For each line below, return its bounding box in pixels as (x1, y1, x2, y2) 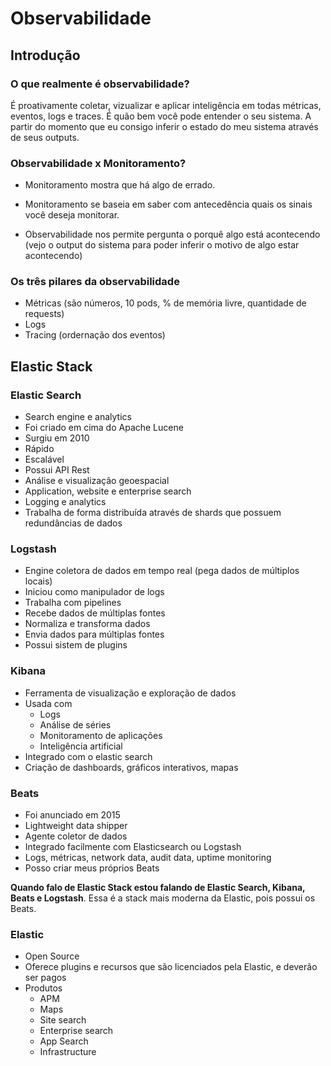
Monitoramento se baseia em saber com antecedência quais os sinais (24, 198, 313, 211)
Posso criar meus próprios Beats (24, 862, 160, 874)
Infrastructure (39, 1046, 97, 1058)
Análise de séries (39, 718, 112, 731)
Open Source (24, 950, 80, 962)
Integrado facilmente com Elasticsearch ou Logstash (24, 841, 242, 853)
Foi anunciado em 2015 (24, 809, 121, 821)
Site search (39, 1014, 87, 1026)
